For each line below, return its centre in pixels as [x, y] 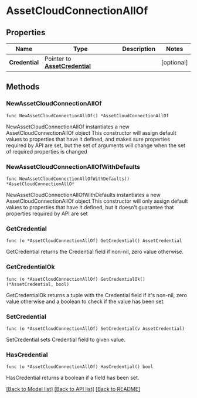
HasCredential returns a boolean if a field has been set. [73, 378]
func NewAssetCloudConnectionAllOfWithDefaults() [68, 179]
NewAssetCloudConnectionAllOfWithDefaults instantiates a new [84, 195]
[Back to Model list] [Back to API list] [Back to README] [73, 389]
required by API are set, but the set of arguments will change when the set [96, 145]
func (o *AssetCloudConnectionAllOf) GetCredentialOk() [76, 279]
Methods [23, 87]
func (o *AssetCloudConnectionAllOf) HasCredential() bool [80, 367]
